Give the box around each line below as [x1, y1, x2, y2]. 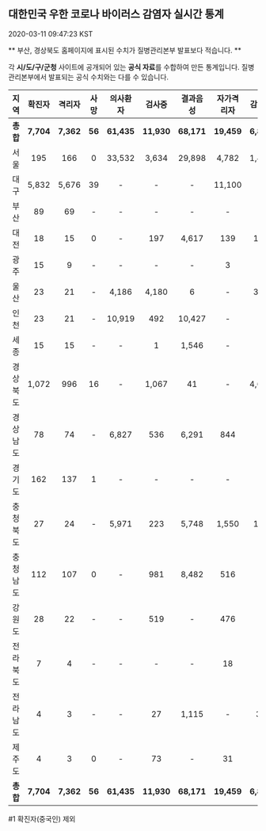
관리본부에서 [8, 72, 47, 82]
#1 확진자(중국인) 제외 [8, 814, 76, 823]
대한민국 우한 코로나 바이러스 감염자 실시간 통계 [8, 7, 224, 21]
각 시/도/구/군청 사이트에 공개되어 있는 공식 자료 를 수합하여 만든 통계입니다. [8, 62, 240, 71]
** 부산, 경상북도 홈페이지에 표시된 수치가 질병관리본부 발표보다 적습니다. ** [8, 45, 241, 55]
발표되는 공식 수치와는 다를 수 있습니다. [48, 72, 169, 82]
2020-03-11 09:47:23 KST [8, 29, 93, 38]
